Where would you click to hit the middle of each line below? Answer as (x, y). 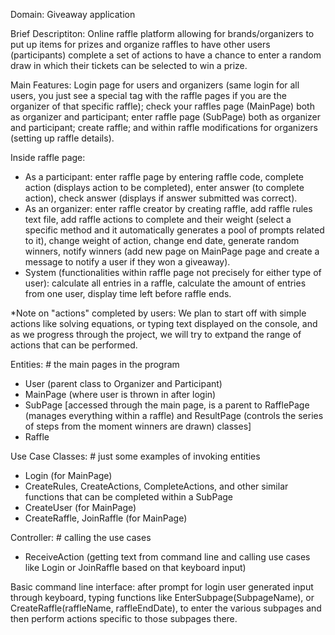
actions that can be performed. (74, 345)
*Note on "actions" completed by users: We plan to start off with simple (158, 313)
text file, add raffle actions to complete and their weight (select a (158, 219)
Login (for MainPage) (68, 475)
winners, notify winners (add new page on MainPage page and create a (172, 251)
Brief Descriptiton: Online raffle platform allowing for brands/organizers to (162, 33)
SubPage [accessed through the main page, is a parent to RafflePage (167, 405)
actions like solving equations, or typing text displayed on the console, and (164, 323)
